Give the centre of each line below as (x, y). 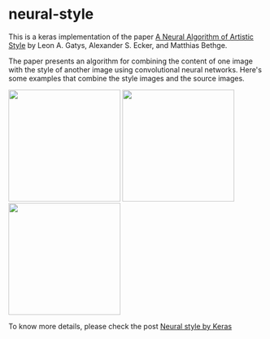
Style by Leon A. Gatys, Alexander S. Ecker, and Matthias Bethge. (118, 45)
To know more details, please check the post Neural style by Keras (120, 326)
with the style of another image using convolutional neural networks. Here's (135, 69)
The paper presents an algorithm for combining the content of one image (131, 61)
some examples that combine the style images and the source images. (127, 78)
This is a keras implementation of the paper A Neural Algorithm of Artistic (131, 37)
